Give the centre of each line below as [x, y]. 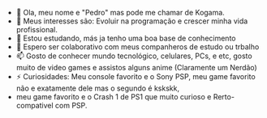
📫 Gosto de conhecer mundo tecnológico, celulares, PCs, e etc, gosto [134, 56]
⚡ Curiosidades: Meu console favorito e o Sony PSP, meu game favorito [136, 76]
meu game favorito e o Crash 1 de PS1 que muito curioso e [114, 97]
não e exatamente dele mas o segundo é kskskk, [98, 88]
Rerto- [224, 97]
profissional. [37, 29]
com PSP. [71, 105]
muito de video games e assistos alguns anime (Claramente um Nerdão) [136, 67]
